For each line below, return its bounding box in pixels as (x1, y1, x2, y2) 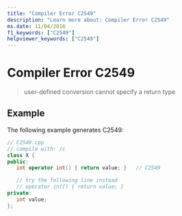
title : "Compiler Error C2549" (7, 10, 96, 17)
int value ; (16, 196, 48, 203)
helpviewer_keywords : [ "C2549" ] (7, 36, 99, 43)
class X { (7, 152, 36, 158)
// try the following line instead (16, 177, 118, 184)
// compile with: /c (7, 145, 66, 152)
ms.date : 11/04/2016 (7, 23, 66, 29)
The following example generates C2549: (7, 125, 124, 134)
